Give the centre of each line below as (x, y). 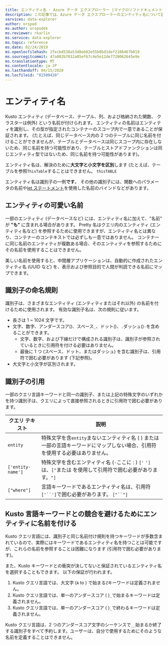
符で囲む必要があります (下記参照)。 (57, 358)
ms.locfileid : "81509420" (32, 75)
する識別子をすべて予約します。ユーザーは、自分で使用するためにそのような (83, 631)
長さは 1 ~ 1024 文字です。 (39, 320)
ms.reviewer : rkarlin (28, 33)
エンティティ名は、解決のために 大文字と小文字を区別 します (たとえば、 (79, 165)
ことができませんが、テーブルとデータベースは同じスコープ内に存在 (83, 142)
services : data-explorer (31, 19)
